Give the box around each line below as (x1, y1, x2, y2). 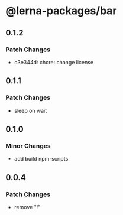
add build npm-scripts (14, 155, 69, 162)
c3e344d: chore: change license (14, 58, 94, 66)
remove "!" (14, 203, 41, 210)
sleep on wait (14, 107, 47, 114)
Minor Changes (5, 142, 51, 150)
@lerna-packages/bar (5, 4, 117, 18)
